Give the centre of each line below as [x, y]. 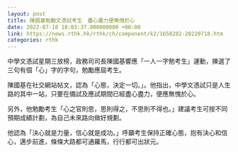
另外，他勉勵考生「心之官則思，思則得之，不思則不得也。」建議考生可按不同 [118, 109]
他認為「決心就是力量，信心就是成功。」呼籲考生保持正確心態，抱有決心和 [114, 133]
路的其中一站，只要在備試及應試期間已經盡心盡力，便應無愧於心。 [103, 94]
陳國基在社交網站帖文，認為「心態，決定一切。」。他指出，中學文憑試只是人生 [119, 85]
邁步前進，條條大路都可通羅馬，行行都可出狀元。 [91, 141]
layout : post [27, 14]
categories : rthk [33, 40]
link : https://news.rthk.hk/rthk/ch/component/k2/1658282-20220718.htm [115, 34]
